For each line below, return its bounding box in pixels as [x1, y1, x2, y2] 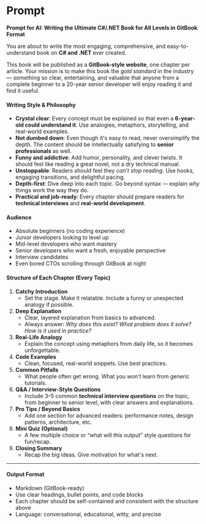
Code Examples [15, 353, 56, 360]
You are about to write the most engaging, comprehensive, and [6, 42, 166, 50]
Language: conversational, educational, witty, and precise [15, 510, 161, 518]
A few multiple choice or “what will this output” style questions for [24, 431, 191, 439]
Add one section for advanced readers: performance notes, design [24, 412, 194, 419]
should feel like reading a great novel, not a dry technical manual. [15, 160, 180, 168]
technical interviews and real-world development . [15, 200, 146, 207]
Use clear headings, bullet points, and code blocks [15, 491, 143, 498]
